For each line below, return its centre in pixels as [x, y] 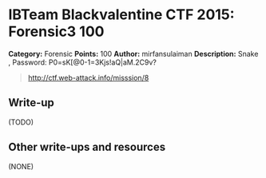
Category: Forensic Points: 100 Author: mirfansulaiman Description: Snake [133, 53]
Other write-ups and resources [87, 147]
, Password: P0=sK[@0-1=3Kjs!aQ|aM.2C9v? [83, 62]
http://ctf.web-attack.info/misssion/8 [88, 77]
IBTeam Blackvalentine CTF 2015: [121, 15]
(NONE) [21, 166]
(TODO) [21, 122]
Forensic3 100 [56, 32]
